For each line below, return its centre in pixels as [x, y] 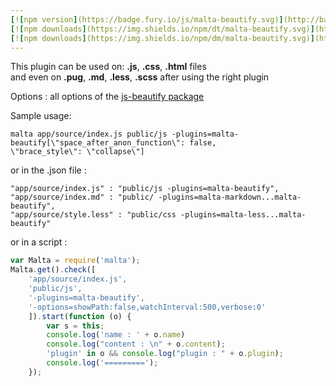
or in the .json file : [48, 170]
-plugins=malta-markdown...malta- [230, 197]
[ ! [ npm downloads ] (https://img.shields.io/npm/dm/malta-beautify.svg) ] [162, 38]
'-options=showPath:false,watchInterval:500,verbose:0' [147, 307]
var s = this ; [75, 326]
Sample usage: [41, 116]
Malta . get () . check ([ [53, 270]
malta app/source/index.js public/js [89, 134]
